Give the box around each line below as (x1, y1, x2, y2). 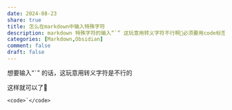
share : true (7, 17, 41, 24)
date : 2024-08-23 (7, 10, 57, 17)
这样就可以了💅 (7, 83, 48, 91)
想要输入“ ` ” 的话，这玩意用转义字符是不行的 (7, 68, 133, 77)
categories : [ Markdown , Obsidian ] (7, 36, 104, 43)
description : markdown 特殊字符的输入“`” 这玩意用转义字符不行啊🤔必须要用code (7, 29, 216, 37)
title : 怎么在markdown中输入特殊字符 (7, 23, 106, 30)
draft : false (7, 49, 45, 56)
